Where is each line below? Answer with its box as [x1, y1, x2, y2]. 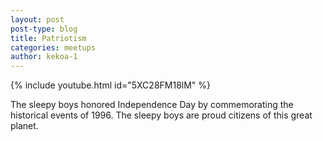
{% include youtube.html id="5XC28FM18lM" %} [10, 79, 212, 91]
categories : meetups [10, 42, 97, 53]
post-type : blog [10, 24, 78, 34]
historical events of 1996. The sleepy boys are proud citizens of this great [10, 109, 313, 121]
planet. [10, 120, 39, 132]
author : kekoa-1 [10, 52, 78, 62]
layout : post [10, 14, 65, 25]
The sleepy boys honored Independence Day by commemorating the [10, 99, 294, 111]
